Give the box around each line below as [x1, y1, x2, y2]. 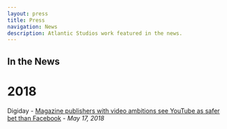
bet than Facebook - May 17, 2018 [7, 114, 105, 122]
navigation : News [7, 23, 58, 30]
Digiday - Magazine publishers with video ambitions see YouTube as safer [7, 106, 220, 115]
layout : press [7, 10, 49, 17]
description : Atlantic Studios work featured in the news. [7, 29, 183, 37]
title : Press [7, 17, 45, 24]
